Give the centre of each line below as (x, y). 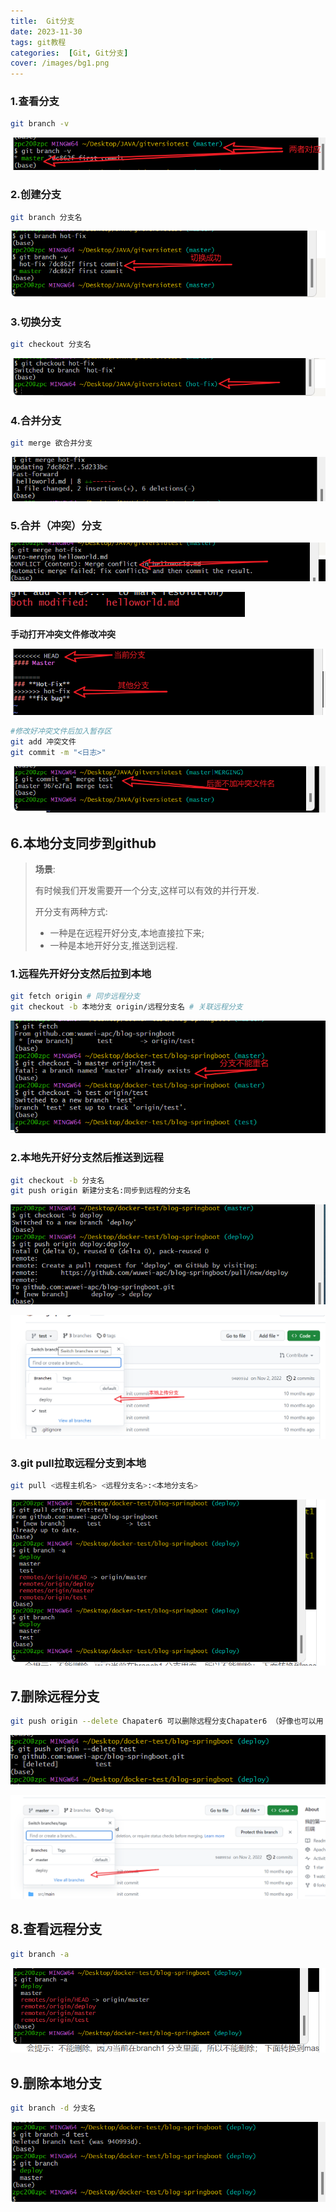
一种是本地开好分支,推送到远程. (113, 946)
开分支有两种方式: (71, 912)
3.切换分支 (36, 322)
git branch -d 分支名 (53, 2108)
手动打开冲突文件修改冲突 (63, 634)
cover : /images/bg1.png (60, 63)
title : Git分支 (42, 21)
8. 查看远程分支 (56, 1929)
